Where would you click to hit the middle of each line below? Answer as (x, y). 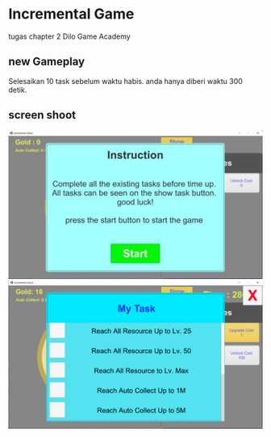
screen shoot (42, 115)
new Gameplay (47, 62)
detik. (18, 89)
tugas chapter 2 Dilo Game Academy (69, 36)
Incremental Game (71, 14)
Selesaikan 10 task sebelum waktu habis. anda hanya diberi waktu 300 (126, 81)
